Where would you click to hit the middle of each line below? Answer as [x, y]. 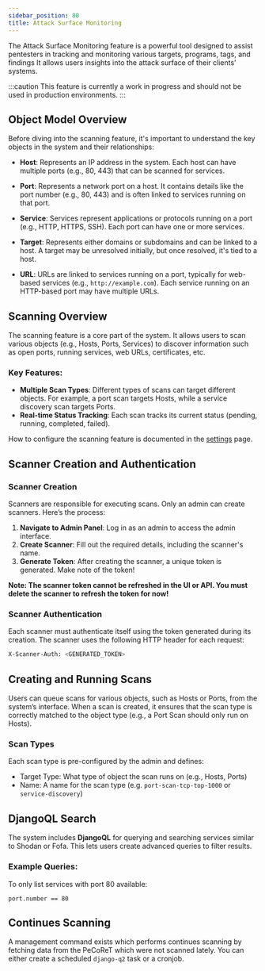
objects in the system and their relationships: [81, 147]
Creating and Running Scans [80, 679]
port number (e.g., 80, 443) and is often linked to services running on [133, 194]
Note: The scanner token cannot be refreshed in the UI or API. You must [128, 585]
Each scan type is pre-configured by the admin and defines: [106, 762]
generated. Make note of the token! [77, 570]
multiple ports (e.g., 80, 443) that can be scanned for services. [122, 171]
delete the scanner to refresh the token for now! [89, 594]
